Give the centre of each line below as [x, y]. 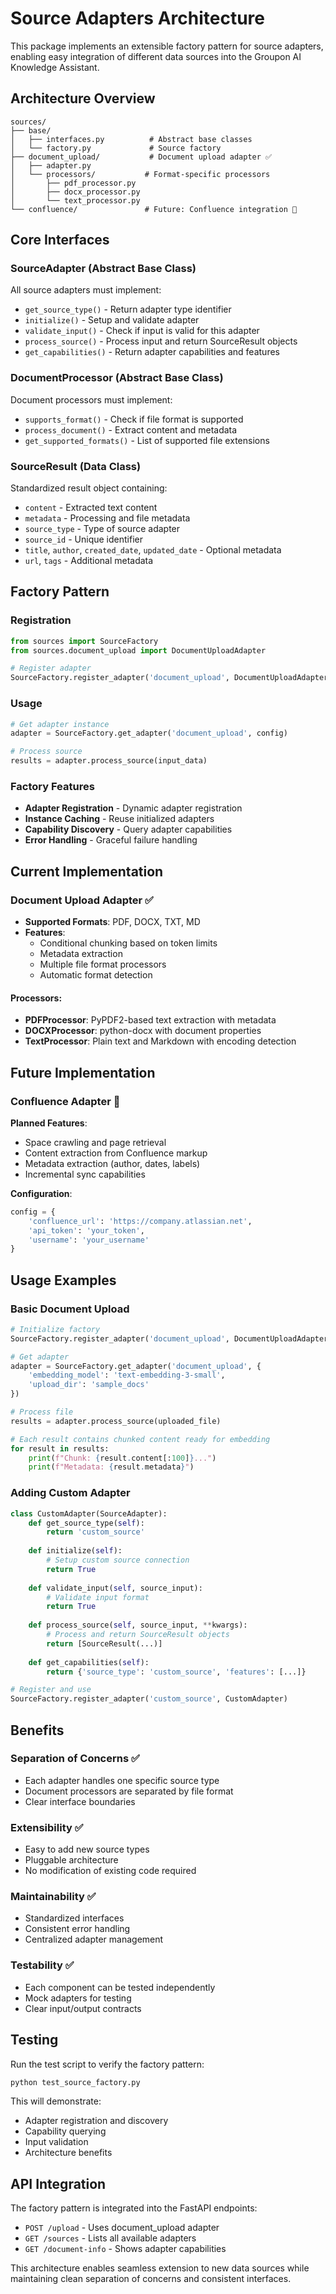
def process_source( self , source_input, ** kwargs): [138, 1625]
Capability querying [65, 2131]
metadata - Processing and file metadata [107, 518]
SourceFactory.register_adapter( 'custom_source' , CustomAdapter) [149, 1699]
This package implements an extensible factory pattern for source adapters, [167, 46]
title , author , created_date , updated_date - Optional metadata [153, 550]
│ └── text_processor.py [75, 200]
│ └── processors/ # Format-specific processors [140, 174]
